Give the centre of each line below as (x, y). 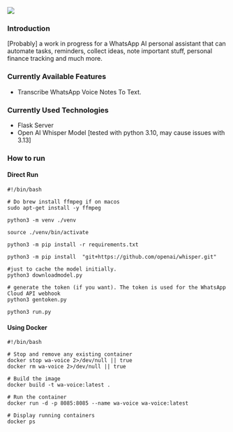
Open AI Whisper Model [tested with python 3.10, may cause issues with (121, 132)
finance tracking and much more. (55, 59)
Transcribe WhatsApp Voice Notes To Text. (79, 92)
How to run (26, 158)
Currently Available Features (57, 77)
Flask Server (35, 125)
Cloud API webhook (34, 294)
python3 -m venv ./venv (42, 220)
